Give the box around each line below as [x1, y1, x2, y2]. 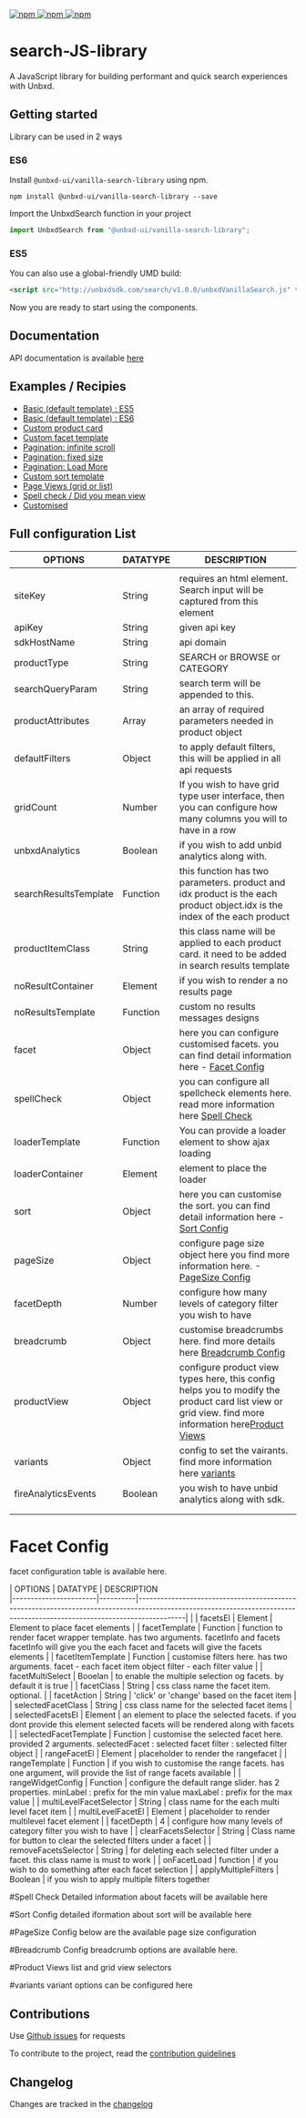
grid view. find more [178, 1406, 265, 1419]
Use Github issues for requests [9, 2031, 126, 2042]
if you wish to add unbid [178, 838, 282, 850]
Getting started [9, 107, 98, 122]
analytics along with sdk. [178, 1492, 285, 1505]
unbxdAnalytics [14, 844, 80, 857]
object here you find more [178, 1247, 290, 1260]
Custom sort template [22, 471, 105, 482]
